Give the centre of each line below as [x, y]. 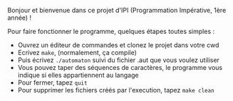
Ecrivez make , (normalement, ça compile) [77, 53]
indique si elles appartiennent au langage [78, 75]
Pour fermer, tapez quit [52, 83]
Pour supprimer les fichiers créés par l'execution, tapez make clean [116, 90]
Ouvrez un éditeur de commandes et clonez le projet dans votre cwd [118, 45]
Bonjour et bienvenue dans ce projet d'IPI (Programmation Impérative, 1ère [117, 10]
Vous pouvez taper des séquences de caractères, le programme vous [120, 67]
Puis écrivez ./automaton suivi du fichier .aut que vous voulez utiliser [118, 60]
